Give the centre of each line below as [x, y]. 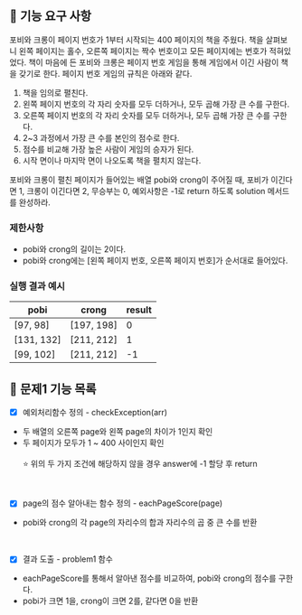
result [139, 310]
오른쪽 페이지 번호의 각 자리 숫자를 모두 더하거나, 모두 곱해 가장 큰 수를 [146, 115]
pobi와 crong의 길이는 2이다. [74, 249]
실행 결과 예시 [38, 286]
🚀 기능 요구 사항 [51, 16]
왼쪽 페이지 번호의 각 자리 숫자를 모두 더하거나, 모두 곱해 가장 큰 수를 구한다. [156, 104]
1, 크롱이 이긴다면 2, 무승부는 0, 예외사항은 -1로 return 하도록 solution [142, 191]
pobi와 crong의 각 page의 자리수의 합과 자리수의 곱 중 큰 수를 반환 [140, 523]
